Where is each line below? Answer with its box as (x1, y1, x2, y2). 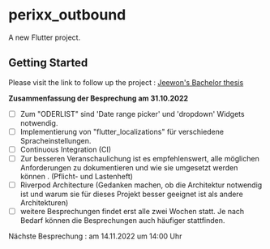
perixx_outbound (8, 6, 126, 24)
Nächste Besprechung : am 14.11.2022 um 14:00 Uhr (8, 231, 182, 241)
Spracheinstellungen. (19, 135, 92, 145)
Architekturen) (19, 198, 69, 208)
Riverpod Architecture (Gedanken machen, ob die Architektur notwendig (19, 180, 263, 190)
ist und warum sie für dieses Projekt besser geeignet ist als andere (19, 189, 243, 200)
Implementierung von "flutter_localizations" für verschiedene (19, 127, 225, 136)
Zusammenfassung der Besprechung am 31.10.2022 (8, 93, 189, 103)
